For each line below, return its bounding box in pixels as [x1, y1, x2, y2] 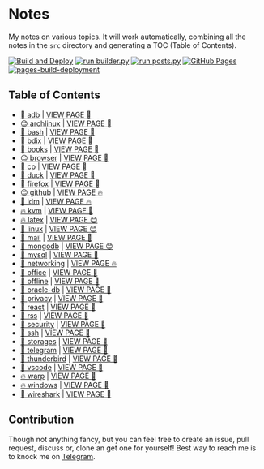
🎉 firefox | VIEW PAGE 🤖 [19, 179, 100, 188]
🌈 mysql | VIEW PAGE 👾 [19, 249, 99, 260]
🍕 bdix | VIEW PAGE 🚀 [19, 136, 93, 145]
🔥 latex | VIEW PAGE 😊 [19, 214, 98, 224]
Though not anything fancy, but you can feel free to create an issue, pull [8, 434, 249, 444]
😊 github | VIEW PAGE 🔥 [19, 187, 104, 197]
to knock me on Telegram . [8, 451, 96, 461]
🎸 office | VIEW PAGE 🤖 [19, 267, 98, 277]
